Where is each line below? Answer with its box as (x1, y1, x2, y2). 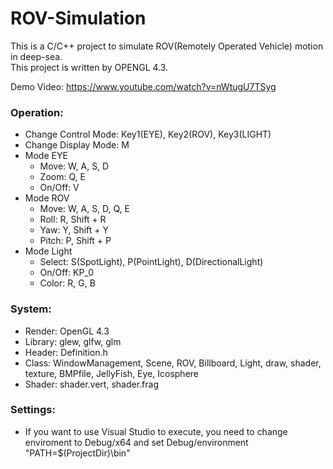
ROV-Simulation (10, 7, 147, 30)
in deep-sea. (10, 50, 63, 62)
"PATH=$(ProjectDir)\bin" (24, 447, 131, 459)
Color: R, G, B (39, 277, 96, 289)
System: (10, 302, 52, 316)
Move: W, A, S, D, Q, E (39, 203, 131, 215)
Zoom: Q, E (39, 171, 86, 183)
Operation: (10, 105, 64, 119)
